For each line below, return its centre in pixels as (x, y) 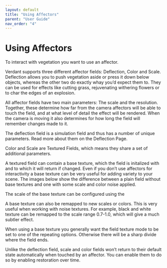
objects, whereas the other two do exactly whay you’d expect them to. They (83, 82)
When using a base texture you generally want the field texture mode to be (82, 229)
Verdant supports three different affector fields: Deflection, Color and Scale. (83, 72)
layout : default (22, 10)
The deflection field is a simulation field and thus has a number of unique (80, 134)
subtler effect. (19, 220)
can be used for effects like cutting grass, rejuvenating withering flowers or (82, 88)
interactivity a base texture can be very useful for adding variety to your (79, 174)
